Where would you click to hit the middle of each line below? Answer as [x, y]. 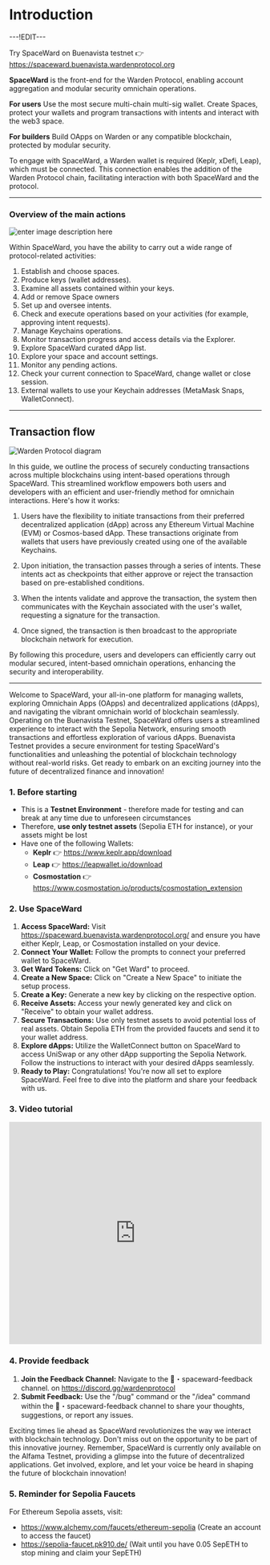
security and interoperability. [56, 672]
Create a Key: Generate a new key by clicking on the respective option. [138, 994]
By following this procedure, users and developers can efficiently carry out [133, 655]
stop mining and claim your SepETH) [81, 1552]
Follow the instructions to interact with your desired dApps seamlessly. [137, 1062]
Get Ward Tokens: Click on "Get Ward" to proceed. [105, 969]
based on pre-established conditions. [83, 583]
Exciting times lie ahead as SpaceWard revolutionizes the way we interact [130, 1430]
